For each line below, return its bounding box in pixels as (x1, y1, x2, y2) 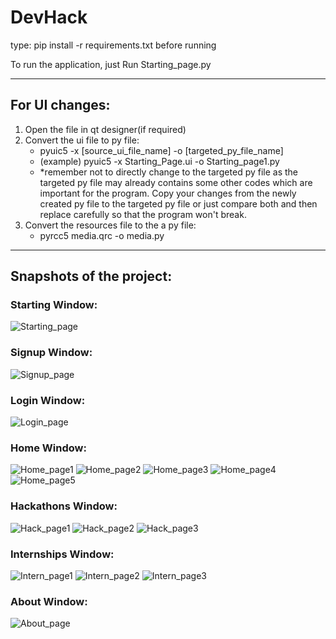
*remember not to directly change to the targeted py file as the (39, 166, 299, 178)
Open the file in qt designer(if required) (24, 123, 187, 135)
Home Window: (10, 441, 87, 455)
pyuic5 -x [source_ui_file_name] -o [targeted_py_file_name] (39, 144, 284, 156)
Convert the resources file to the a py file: (24, 219, 197, 231)
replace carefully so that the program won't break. (39, 208, 247, 220)
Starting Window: (10, 298, 98, 312)
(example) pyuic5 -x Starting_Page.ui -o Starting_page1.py (39, 155, 280, 167)
